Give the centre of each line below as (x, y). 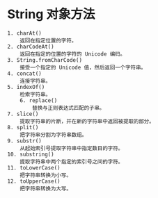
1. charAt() (24, 33)
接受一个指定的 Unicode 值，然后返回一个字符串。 (83, 67)
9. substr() (24, 141)
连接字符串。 (35, 81)
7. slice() (23, 114)
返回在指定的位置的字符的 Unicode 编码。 (73, 54)
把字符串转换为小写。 (46, 175)
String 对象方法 (51, 14)
